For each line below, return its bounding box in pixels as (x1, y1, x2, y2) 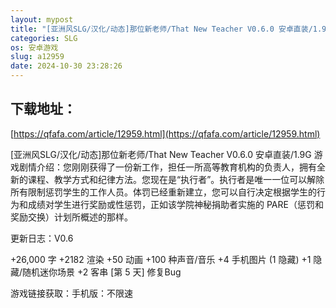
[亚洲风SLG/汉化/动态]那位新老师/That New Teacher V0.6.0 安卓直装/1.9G (10, 148, 312, 160)
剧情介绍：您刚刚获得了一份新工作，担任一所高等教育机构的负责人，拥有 (18, 161, 317, 173)
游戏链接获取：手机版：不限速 (10, 287, 133, 299)
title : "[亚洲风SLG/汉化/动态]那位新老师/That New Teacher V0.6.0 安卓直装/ (10, 24, 313, 34)
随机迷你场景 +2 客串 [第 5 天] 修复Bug (22, 266, 182, 278)
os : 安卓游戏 (10, 42, 59, 53)
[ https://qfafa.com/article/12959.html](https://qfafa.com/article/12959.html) (10, 127, 321, 140)
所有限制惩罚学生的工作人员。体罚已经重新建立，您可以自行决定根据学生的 (10, 186, 317, 198)
